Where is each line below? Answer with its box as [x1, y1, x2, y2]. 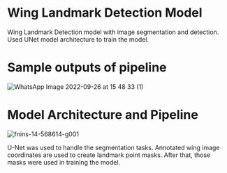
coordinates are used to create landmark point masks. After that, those [7, 151, 211, 159]
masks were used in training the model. [7, 158, 121, 166]
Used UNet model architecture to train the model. [7, 35, 149, 43]
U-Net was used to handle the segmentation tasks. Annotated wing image [7, 143, 220, 151]
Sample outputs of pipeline [7, 60, 167, 76]
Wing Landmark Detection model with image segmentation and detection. [7, 28, 219, 36]
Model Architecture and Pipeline [7, 107, 199, 123]
